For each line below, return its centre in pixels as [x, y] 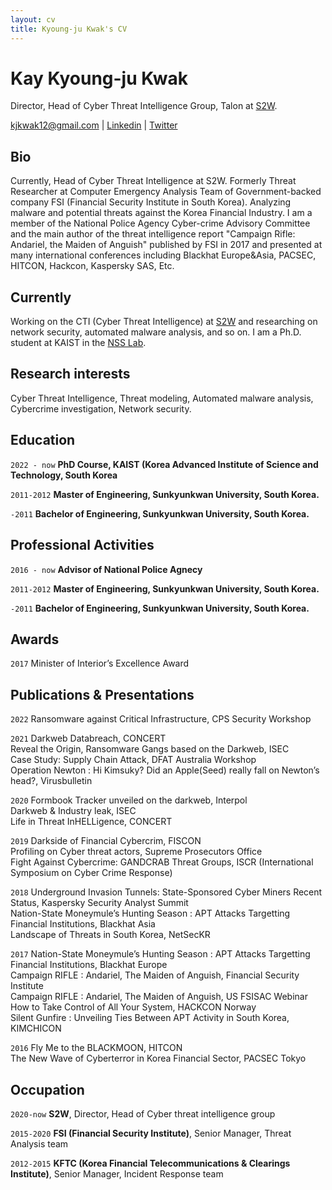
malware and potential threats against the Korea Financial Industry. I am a [161, 213]
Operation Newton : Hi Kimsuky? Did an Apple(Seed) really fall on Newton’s [165, 770]
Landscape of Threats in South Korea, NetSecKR [110, 935]
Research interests [70, 374]
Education [43, 440]
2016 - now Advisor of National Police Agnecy [106, 569]
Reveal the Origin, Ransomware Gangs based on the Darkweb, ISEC [150, 749]
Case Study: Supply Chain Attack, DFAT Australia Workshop [133, 760]
